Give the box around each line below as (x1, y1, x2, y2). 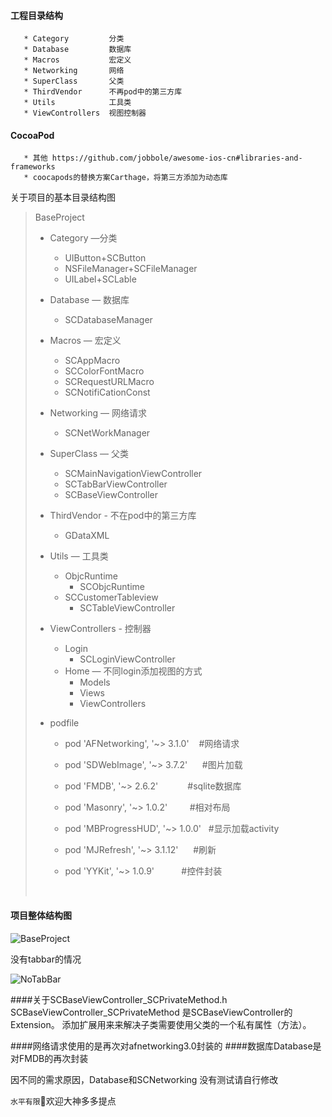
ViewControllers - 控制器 (49, 623, 152, 635)
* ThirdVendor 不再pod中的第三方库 (23, 87, 183, 97)
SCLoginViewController (79, 653, 176, 665)
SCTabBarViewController (64, 478, 168, 490)
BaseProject (34, 211, 85, 224)
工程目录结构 (10, 9, 63, 21)
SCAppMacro (64, 355, 121, 367)
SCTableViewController (79, 602, 176, 614)
